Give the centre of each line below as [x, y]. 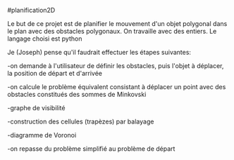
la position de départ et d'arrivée [55, 73]
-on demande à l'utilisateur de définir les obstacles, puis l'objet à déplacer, [116, 66]
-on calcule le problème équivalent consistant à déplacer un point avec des [117, 87]
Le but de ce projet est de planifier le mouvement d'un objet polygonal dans [117, 24]
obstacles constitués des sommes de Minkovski [77, 94]
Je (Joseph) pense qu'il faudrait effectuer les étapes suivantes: [99, 52]
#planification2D [31, 10]
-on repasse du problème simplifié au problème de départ [91, 149]
